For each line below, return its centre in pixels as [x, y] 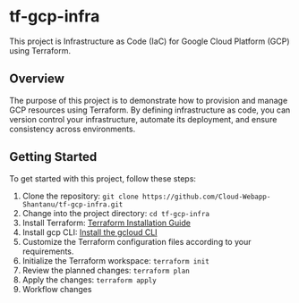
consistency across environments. [73, 129]
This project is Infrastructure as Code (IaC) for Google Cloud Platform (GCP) [149, 41]
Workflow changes [57, 289]
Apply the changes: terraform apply [89, 280]
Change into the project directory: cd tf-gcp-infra [116, 213]
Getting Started [53, 157]
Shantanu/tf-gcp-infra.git [73, 204]
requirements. [48, 251]
